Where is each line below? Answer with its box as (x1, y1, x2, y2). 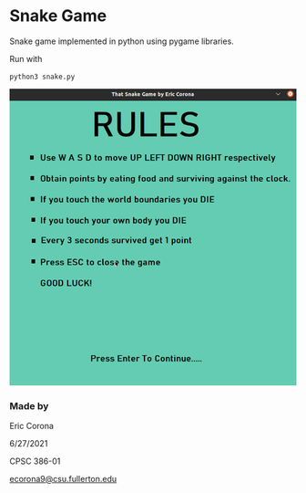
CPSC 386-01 (9, 456, 61, 467)
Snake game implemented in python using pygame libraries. (9, 36, 234, 47)
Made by (9, 399, 49, 412)
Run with (9, 53, 43, 64)
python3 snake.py (9, 72, 76, 81)
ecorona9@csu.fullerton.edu (9, 474, 117, 485)
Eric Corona (9, 421, 55, 432)
